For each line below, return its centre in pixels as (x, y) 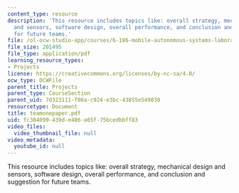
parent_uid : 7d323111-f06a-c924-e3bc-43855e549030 (84, 100)
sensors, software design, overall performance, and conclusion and (106, 174)
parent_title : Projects (43, 87)
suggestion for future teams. (49, 182)
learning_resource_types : (46, 61)
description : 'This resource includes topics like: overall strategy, (114, 21)
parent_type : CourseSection (49, 93)
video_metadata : (31, 140)
